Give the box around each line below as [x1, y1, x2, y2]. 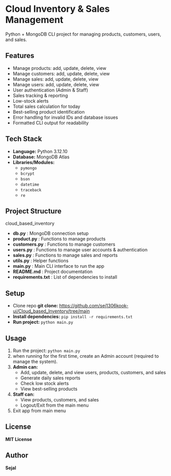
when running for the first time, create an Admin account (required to [12, 353, 159, 359]
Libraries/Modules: [12, 159, 55, 165]
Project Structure [5, 207, 62, 215]
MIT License [5, 436, 32, 442]
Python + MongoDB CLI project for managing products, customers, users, [5, 31, 162, 37]
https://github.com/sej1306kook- [59, 303, 129, 309]
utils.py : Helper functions [12, 258, 69, 264]
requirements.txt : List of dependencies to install [12, 274, 117, 280]
